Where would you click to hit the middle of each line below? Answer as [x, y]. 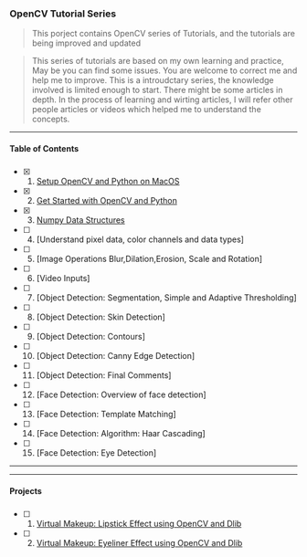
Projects [26, 490]
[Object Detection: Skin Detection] [101, 317]
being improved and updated [86, 43]
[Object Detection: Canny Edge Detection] [116, 356]
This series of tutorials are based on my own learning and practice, [158, 61]
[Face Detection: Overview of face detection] [122, 394]
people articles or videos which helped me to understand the [147, 110]
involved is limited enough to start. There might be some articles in [157, 90]
